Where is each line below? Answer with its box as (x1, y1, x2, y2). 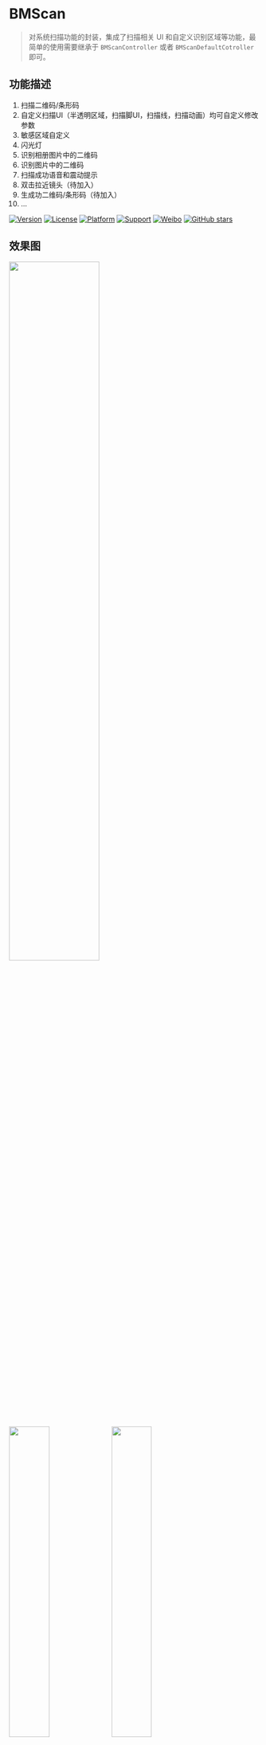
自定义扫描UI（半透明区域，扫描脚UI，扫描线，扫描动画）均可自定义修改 (20, 110, 259, 119)
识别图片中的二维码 (20, 160, 84, 170)
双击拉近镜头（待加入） (20, 180, 98, 190)
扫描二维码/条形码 (20, 100, 80, 110)
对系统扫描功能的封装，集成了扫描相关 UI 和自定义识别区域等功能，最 (28, 32, 256, 41)
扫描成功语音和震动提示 (20, 170, 98, 179)
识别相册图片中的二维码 (20, 150, 98, 159)
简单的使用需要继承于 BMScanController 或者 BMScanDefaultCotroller (28, 41, 254, 52)
